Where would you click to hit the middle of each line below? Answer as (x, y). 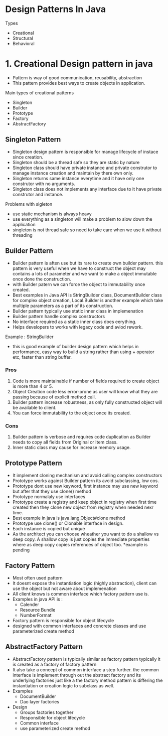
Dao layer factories (39, 701)
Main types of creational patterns (40, 93)
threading (22, 235)
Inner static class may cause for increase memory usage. (72, 448)
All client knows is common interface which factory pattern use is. (81, 594)
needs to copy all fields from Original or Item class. (65, 442)
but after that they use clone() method (52, 491)
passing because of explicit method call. (54, 397)
